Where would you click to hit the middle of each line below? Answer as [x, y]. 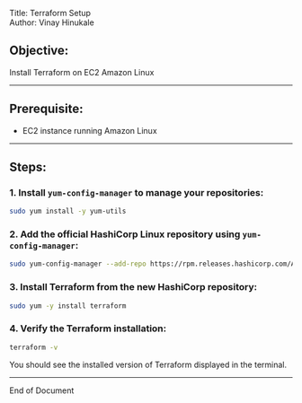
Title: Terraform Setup [50, 13]
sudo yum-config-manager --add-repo [78, 264]
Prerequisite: [46, 109]
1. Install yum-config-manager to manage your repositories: [137, 192]
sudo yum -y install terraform [68, 306]
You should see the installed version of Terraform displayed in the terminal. [148, 364]
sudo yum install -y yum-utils [68, 211]
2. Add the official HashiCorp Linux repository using [125, 234]
